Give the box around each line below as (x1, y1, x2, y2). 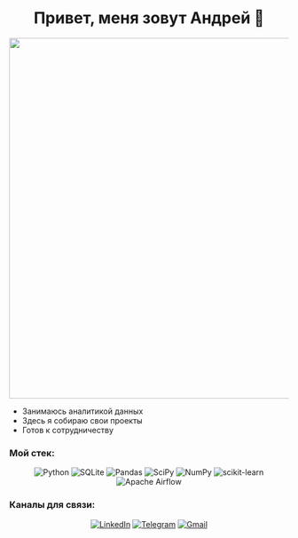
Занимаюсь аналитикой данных (21, 406, 144, 416)
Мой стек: (9, 447, 55, 459)
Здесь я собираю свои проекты (21, 415, 144, 425)
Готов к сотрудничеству (21, 424, 114, 435)
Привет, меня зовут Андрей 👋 (34, 8, 264, 28)
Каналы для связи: (9, 499, 96, 511)
